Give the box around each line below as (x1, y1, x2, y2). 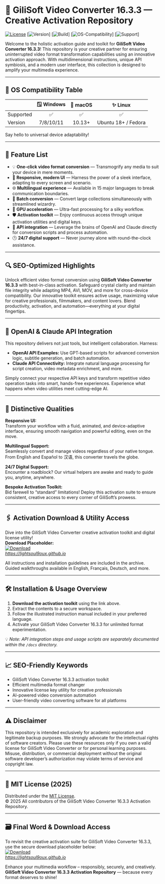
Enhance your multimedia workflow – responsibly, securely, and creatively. (5, 864, 156, 870)
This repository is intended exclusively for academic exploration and (5, 730, 143, 736)
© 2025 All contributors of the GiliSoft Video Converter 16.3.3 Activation (5, 798, 151, 804)
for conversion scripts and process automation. (12, 229, 108, 235)
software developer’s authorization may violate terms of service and (5, 756, 143, 762)
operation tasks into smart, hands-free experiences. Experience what (5, 381, 146, 387)
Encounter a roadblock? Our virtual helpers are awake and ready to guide (5, 469, 154, 475)
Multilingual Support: (5, 443, 50, 449)
